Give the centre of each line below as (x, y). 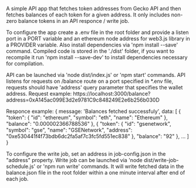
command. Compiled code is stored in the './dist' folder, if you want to (90, 51)
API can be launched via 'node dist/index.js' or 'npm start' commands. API (96, 75)
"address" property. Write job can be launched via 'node (74, 160)
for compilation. (25, 63)
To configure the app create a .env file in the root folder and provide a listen (97, 32)
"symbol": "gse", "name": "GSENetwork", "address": (69, 130)
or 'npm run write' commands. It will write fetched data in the (110, 166)
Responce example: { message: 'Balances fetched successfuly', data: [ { (93, 111)
